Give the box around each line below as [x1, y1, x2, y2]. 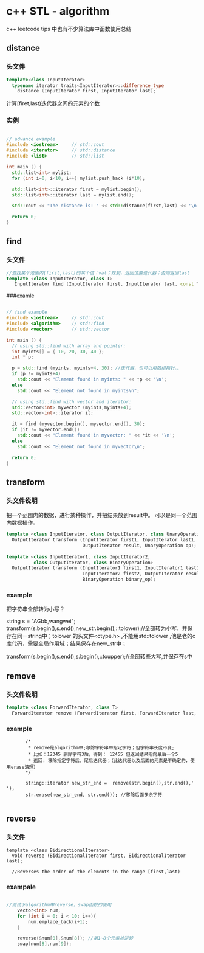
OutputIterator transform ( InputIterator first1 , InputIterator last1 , [12, 537, 197, 543]
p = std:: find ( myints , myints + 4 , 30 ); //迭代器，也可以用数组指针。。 [12, 365, 182, 372]
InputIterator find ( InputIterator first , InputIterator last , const [14, 281, 194, 287]
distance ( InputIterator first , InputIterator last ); [17, 88, 156, 94]
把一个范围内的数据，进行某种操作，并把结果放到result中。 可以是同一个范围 [6, 511, 197, 519]
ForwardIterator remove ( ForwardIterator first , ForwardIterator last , [12, 710, 197, 716]
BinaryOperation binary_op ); [82, 577, 156, 583]
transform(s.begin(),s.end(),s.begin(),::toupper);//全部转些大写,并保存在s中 [6, 653, 192, 660]
